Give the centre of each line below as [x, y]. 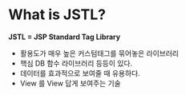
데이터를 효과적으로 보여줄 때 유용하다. [80, 73]
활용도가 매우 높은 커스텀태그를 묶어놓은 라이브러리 [99, 53]
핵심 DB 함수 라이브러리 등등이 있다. [76, 63]
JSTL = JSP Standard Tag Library [65, 37]
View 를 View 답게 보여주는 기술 [71, 83]
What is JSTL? [57, 15]
